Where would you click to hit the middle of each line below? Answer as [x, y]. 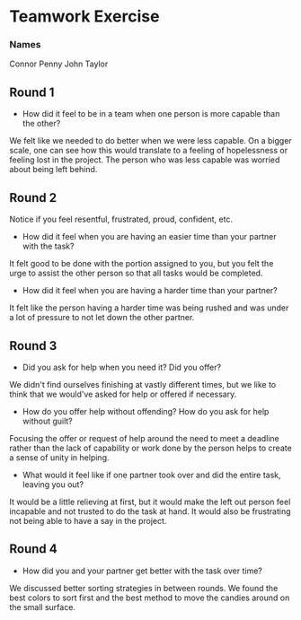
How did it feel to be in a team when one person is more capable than [151, 114]
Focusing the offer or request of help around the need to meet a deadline [145, 438]
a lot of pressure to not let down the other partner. [102, 318]
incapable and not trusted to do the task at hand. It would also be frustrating [150, 511]
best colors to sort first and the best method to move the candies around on [150, 598]
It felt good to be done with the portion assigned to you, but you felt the [142, 264]
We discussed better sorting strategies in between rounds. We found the [144, 588]
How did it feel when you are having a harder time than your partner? [150, 291]
